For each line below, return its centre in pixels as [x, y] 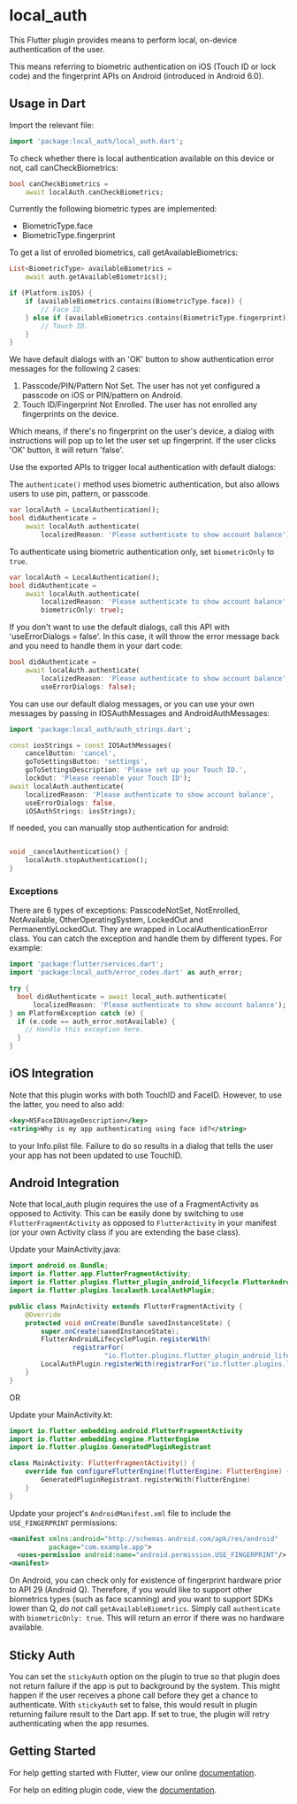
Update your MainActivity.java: [65, 1250]
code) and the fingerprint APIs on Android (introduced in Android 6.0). [137, 75]
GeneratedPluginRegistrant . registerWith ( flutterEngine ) [146, 1480]
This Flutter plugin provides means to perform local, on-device [123, 40]
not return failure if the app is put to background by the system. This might [145, 1685]
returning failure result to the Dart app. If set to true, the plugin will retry [139, 1714]
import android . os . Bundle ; [59, 1266]
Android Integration [64, 1183]
